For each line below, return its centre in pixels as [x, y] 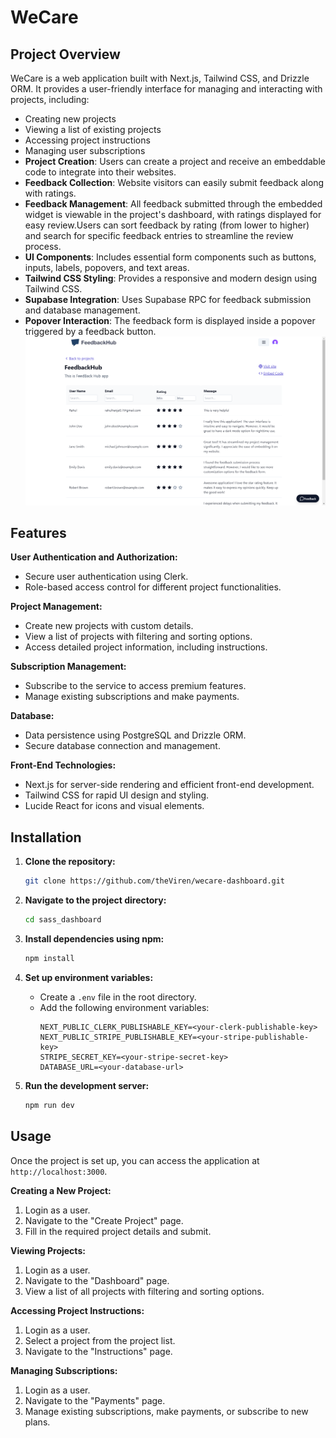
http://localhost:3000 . [59, 1171]
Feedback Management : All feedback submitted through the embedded [173, 204]
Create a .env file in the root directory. [118, 997]
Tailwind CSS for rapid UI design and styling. [117, 795]
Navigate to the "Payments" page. [95, 1400]
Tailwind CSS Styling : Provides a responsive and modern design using [171, 278]
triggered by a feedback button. [90, 331]
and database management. [82, 310]
